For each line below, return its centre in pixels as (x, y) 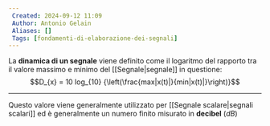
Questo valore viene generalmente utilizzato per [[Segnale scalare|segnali (131, 105)
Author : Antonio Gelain (51, 23)
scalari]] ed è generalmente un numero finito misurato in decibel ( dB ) (123, 114)
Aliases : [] (32, 30)
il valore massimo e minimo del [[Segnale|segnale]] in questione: (115, 70)
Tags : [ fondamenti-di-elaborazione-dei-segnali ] (95, 38)
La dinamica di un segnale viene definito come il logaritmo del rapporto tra (133, 61)
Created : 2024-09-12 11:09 (57, 16)
